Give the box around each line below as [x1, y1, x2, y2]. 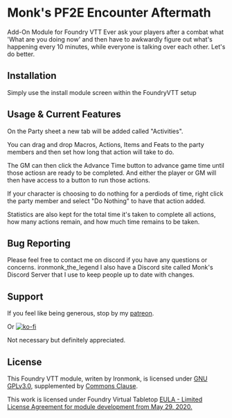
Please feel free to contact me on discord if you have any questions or [7, 256, 208, 264]
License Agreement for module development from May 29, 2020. [7, 403, 193, 410]
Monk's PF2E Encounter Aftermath [7, 5, 211, 21]
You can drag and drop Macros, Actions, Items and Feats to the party [7, 140, 204, 148]
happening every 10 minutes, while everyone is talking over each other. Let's [7, 42, 226, 51]
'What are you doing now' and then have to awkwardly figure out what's [7, 35, 213, 43]
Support [7, 290, 44, 302]
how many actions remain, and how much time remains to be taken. [7, 217, 200, 226]
